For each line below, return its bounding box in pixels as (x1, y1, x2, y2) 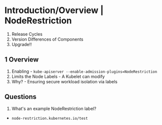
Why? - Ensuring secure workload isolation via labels (11, 78, 117, 84)
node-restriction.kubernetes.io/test (11, 116, 88, 121)
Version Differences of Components (11, 36, 83, 42)
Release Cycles (11, 31, 43, 37)
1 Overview (4, 56, 39, 64)
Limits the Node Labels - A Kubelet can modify (11, 73, 105, 79)
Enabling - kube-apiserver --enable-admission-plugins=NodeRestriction (11, 68, 157, 74)
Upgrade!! (11, 41, 32, 47)
